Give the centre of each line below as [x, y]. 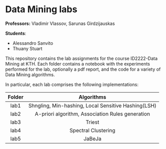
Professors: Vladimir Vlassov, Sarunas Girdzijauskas [60, 23]
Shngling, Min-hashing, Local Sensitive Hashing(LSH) [93, 105]
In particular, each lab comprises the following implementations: [72, 84]
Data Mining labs [41, 9]
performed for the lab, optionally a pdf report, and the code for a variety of [83, 69]
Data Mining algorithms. [30, 74]
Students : [16, 33]
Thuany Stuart [27, 48]
